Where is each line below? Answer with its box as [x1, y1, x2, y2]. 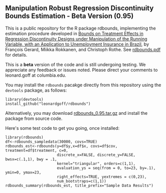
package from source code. [5, 115, 63, 121]
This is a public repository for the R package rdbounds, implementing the [5, 25, 156, 31]
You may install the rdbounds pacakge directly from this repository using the [5, 82, 161, 88]
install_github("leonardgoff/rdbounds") [5, 101, 91, 106]
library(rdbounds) [5, 135, 44, 140]
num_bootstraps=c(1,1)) [57, 178, 107, 183]
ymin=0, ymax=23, [5, 170, 42, 175]
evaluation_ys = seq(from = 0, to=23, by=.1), [57, 165, 156, 170]
